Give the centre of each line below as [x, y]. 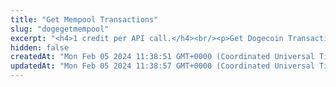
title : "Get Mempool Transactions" [84, 19]
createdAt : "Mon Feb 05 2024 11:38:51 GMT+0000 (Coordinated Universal [162, 57]
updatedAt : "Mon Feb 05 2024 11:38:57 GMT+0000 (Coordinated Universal [162, 66]
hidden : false [40, 47]
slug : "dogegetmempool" [60, 29]
